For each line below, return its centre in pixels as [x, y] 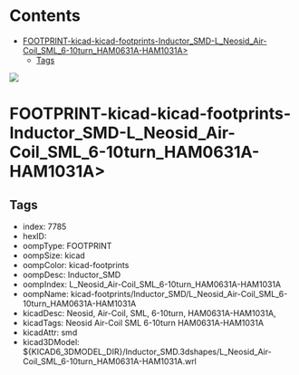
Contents [45, 16]
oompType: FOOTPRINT [67, 245]
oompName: [46, 293]
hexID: [34, 236]
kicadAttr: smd [50, 332]
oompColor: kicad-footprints [76, 264]
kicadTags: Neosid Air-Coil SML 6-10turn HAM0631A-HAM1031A [143, 322]
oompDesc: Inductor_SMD [72, 274]
